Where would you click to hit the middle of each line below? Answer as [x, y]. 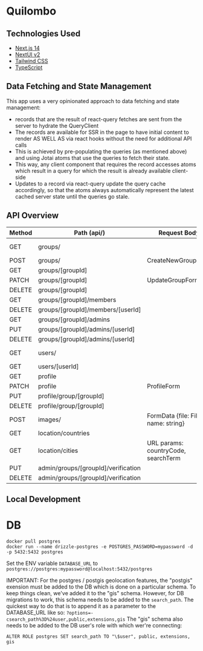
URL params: [165, 442]
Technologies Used [43, 34]
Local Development [43, 499]
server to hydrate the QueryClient [56, 125]
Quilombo [31, 11]
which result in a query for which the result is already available [93, 170]
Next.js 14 [27, 48]
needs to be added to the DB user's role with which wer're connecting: [94, 625]
